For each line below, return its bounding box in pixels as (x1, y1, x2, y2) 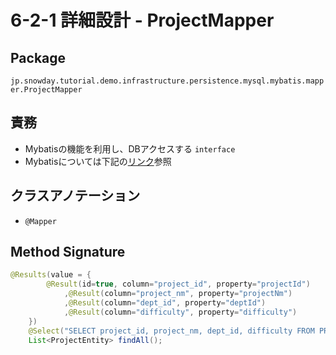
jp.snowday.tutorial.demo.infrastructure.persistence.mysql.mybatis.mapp (10, 76, 325, 86)
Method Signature (10, 244, 126, 261)
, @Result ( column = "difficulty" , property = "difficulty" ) (63, 307, 298, 317)
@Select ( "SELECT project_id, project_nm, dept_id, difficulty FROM (28, 326, 315, 336)
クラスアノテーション (10, 187, 141, 205)
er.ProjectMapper (10, 85, 83, 95)
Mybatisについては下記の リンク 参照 (24, 155, 172, 167)
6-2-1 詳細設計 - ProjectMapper (10, 9, 275, 32)
